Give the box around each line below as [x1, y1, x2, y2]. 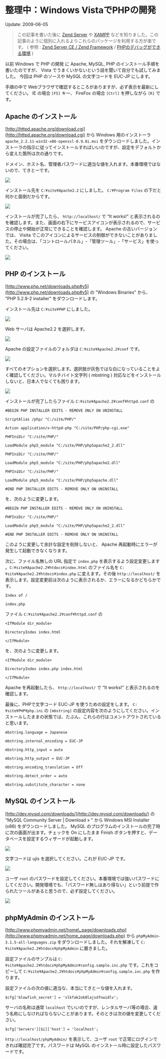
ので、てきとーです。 [9, 167, 52, 173]
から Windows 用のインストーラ [86, 131, 151, 137]
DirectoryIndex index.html [5, 629, 61, 635]
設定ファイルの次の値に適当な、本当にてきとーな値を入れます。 [5, 985, 135, 991]
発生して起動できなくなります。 [5, 547, 70, 553]
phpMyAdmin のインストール [5, 913, 95, 922]
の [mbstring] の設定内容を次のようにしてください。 [44, 707, 151, 713]
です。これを [128, 962, 155, 968]
